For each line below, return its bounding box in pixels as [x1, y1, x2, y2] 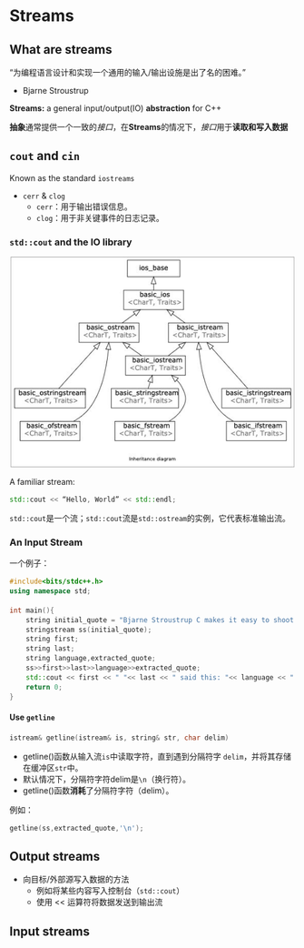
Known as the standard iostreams [9, 172, 135, 183]
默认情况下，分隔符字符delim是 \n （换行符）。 [22, 773, 191, 784]
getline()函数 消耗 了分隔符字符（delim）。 [22, 784, 174, 796]
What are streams [9, 42, 113, 57]
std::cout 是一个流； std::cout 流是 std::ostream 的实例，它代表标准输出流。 [9, 512, 290, 523]
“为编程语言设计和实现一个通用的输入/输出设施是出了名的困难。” [9, 67, 247, 77]
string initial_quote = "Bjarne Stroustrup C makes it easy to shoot [25, 615, 295, 624]
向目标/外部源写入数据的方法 [22, 874, 130, 885]
